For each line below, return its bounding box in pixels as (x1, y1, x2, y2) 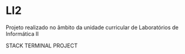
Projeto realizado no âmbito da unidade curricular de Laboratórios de (5, 24, 179, 31)
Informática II (5, 30, 39, 37)
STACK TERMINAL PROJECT (5, 42, 78, 49)
